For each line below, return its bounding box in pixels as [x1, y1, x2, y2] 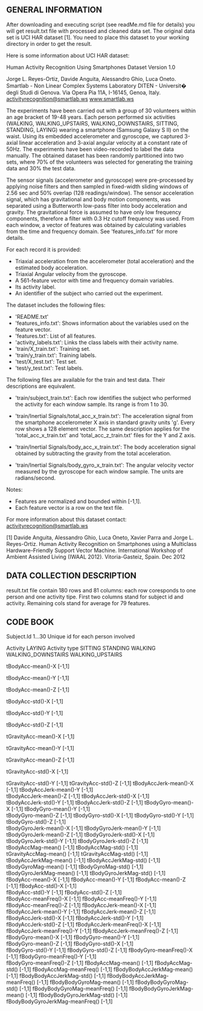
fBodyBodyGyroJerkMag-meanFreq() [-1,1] [6, 998, 113, 1005]
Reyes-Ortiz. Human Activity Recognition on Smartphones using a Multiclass [6, 540, 197, 547]
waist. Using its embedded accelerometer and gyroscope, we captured [6, 132, 183, 140]
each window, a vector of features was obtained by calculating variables [6, 221, 187, 228]
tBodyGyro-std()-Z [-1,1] [6, 818, 66, 826]
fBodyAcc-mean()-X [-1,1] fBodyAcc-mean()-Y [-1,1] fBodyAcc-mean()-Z [6, 876, 186, 884]
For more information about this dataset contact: [6, 516, 127, 523]
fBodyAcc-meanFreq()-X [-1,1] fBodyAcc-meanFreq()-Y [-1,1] [6, 895, 157, 902]
